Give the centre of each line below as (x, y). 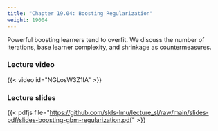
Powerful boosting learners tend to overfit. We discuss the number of (106, 39)
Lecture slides (31, 97)
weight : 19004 (28, 20)
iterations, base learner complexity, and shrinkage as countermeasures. (109, 47)
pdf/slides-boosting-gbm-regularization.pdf (70, 120)
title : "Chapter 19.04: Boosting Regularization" (80, 13)
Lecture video (31, 65)
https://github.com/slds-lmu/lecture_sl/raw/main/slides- (129, 113)
